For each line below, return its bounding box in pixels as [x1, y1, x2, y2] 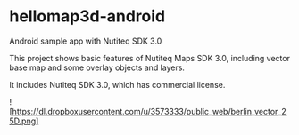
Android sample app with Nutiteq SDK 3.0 [9, 36, 162, 46]
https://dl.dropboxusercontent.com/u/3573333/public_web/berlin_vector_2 [12, 106, 287, 116]
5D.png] [9, 115, 39, 126]
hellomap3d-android [9, 6, 166, 27]
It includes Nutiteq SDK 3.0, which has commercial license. [9, 79, 226, 90]
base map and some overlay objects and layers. [9, 62, 186, 73]
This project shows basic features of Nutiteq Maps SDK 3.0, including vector [9, 52, 290, 63]
